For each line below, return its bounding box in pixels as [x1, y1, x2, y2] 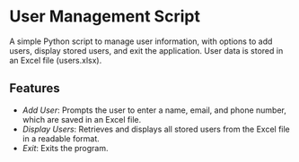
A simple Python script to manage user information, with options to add [9, 36, 273, 47]
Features [9, 81, 60, 96]
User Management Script [9, 6, 200, 27]
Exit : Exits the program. [22, 142, 110, 153]
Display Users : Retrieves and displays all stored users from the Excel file [22, 124, 290, 134]
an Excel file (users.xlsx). [9, 55, 102, 65]
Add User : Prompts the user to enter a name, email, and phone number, [22, 105, 287, 115]
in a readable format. [22, 132, 101, 144]
